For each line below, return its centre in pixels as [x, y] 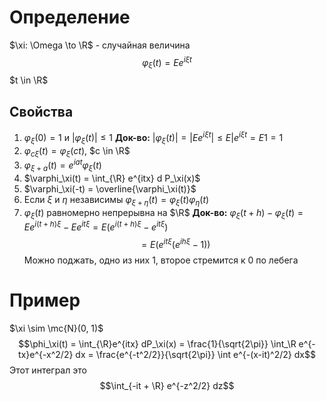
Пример [45, 300]
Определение [70, 17]
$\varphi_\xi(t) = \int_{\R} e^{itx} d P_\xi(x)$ [112, 178]
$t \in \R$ [29, 80]
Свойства [41, 111]
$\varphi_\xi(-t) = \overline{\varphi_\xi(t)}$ [110, 188]
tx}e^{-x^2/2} [46, 354]
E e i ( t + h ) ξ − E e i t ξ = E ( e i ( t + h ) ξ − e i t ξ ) [96, 226]
